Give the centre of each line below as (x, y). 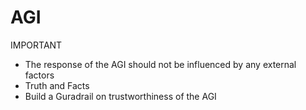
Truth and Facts (57, 85)
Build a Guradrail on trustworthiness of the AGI (120, 96)
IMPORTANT (36, 45)
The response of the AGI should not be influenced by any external (160, 64)
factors (39, 75)
